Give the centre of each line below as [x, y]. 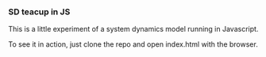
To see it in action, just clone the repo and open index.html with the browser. [133, 44]
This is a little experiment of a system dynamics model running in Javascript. [133, 29]
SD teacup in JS [39, 12]
